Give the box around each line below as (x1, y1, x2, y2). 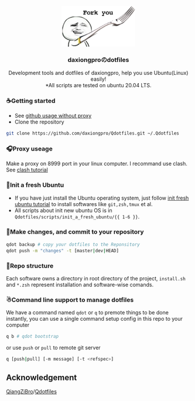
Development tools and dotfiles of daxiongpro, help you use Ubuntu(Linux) (8, 69, 189, 76)
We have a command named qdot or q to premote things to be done (6, 309, 169, 316)
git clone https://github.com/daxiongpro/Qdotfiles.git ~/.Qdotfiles (6, 131, 180, 136)
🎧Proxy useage (6, 145, 53, 153)
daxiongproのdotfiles (67, 56, 129, 64)
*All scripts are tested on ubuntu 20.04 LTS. (45, 81, 152, 88)
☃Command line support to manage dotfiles (6, 296, 134, 304)
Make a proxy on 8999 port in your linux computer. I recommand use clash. (6, 160, 187, 167)
